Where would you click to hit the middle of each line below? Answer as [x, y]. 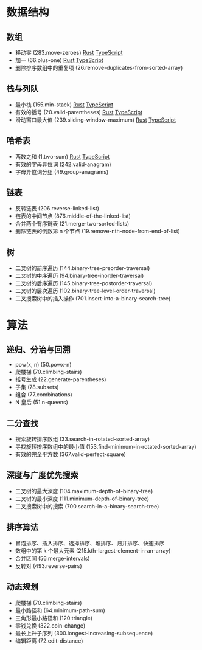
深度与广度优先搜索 [42, 475]
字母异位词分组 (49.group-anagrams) [62, 171]
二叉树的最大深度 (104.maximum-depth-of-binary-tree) [84, 491]
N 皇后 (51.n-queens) [42, 403]
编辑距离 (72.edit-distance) [49, 641]
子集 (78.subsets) [37, 387]
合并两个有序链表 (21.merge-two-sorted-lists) [72, 224]
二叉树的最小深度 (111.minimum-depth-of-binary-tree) [82, 499]
